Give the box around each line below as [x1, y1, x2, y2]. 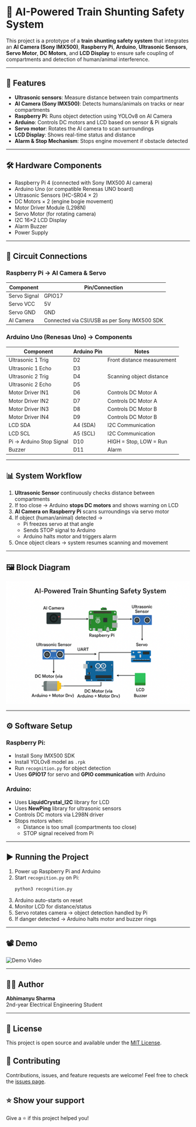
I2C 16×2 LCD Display [14, 216, 67, 223]
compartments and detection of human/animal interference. [6, 56, 150, 63]
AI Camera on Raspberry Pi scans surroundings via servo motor [14, 508, 170, 515]
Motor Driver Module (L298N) [14, 204, 86, 211]
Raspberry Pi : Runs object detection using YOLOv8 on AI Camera [14, 112, 172, 119]
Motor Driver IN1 [8, 389, 49, 396]
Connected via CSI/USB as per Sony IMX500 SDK [43, 316, 163, 324]
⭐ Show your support [6, 1095, 85, 1106]
